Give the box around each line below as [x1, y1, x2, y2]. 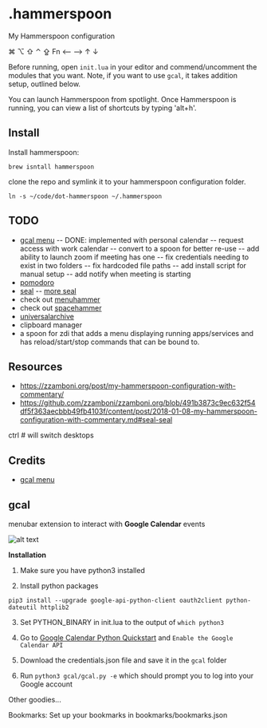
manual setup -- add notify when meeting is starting [19, 269, 191, 279]
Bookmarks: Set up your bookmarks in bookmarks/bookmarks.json [8, 710, 228, 719]
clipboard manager [19, 320, 82, 330]
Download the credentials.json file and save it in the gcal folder [19, 655, 227, 665]
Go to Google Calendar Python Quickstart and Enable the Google [19, 633, 234, 643]
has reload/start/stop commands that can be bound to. [19, 337, 200, 346]
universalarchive [19, 311, 74, 321]
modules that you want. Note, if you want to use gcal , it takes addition [8, 70, 238, 80]
